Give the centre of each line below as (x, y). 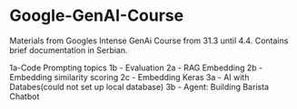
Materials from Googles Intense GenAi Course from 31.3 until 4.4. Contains (149, 41)
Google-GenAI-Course (97, 16)
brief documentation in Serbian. (69, 50)
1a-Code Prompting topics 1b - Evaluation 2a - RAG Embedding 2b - (136, 68)
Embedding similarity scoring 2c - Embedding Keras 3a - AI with (129, 77)
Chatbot (25, 96)
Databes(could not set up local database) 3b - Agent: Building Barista (139, 86)
